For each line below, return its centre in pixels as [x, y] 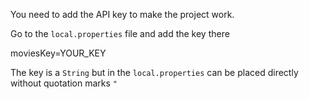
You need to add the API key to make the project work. [122, 14]
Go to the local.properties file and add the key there [120, 33]
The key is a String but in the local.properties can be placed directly [154, 72]
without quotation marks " [64, 83]
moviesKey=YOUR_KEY [58, 53]
